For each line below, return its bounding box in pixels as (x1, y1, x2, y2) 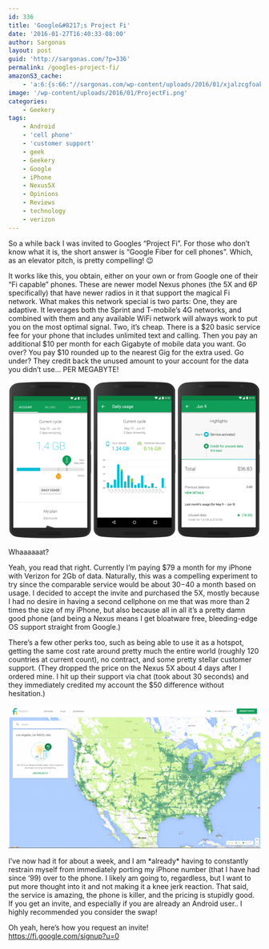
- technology (22, 207, 66, 215)
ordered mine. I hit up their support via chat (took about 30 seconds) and (8, 672, 250, 682)
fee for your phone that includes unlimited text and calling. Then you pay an (8, 330, 258, 340)
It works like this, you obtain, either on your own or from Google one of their (8, 270, 259, 280)
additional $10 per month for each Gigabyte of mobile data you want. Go (8, 338, 247, 348)
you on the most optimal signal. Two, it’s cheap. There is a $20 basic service (8, 322, 261, 331)
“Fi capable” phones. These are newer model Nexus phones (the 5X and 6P (8, 279, 258, 289)
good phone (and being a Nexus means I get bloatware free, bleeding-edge (8, 614, 258, 623)
